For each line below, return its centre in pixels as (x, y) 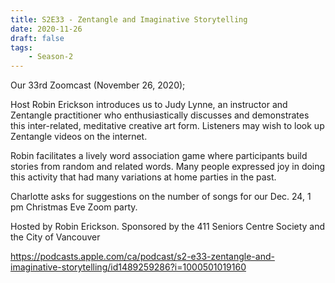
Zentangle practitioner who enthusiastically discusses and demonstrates (160, 115)
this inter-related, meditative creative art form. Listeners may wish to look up (167, 126)
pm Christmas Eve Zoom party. (74, 207)
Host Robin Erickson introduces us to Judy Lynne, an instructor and (149, 105)
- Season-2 (51, 57)
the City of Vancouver (55, 237)
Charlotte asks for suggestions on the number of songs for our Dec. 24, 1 (161, 197)
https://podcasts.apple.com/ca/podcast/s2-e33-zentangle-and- (142, 257)
